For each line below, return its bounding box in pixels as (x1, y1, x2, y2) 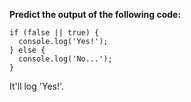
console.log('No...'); (18, 54, 113, 64)
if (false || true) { (9, 28, 100, 38)
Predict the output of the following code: (9, 9, 182, 20)
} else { (9, 45, 46, 55)
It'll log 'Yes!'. (9, 80, 65, 92)
